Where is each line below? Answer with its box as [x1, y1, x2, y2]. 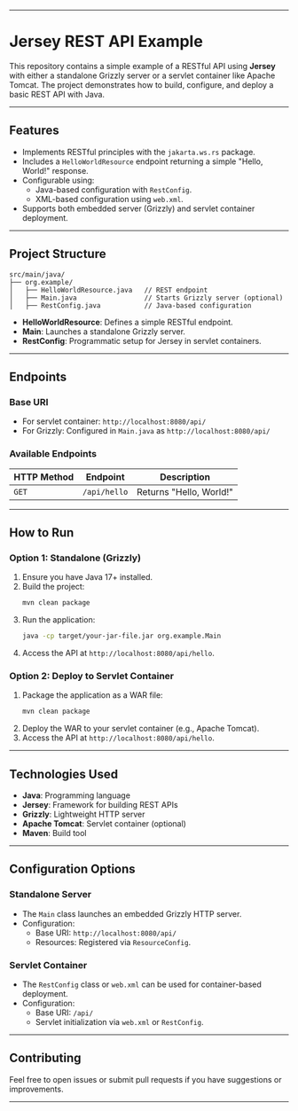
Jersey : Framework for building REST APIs [21, 799, 179, 810]
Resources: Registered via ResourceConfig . [35, 936, 192, 947]
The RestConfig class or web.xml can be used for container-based [21, 979, 262, 990]
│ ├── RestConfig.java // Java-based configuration [9, 301, 252, 310]
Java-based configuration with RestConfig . [35, 184, 192, 195]
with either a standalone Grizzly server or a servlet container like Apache [9, 70, 276, 81]
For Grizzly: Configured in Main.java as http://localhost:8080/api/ [21, 426, 271, 436]
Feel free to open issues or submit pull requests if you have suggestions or [9, 1074, 282, 1084]
